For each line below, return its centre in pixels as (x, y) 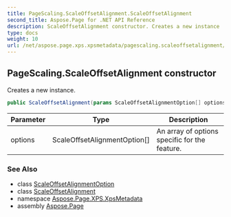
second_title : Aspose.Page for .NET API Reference (81, 20)
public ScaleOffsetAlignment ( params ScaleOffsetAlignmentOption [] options (117, 103)
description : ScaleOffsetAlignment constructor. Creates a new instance (113, 26)
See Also (22, 169)
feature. (169, 148)
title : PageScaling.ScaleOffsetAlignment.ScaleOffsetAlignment (100, 13)
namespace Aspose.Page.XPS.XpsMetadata (80, 198)
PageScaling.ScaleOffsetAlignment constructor (112, 73)
